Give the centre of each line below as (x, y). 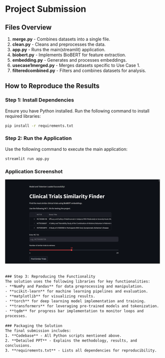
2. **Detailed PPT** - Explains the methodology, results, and (71, 341)
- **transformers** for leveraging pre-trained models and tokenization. (82, 306)
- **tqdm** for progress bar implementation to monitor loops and (74, 311)
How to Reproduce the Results (52, 86)
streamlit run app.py (27, 159)
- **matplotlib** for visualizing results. (50, 296)
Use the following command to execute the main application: (66, 149)
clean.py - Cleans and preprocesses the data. (59, 44)
